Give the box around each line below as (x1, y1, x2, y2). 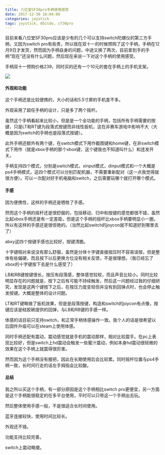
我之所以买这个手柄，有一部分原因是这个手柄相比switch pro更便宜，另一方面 (5, 386, 160, 392)
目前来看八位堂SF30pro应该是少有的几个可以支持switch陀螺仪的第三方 (5, 35, 148, 41)
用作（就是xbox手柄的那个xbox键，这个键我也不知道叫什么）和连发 (13, 147, 150, 152)
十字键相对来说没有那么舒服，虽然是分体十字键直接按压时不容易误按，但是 (5, 249, 156, 255)
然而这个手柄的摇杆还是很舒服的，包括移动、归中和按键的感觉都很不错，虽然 (5, 209, 160, 216)
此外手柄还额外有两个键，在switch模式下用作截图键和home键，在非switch (5, 140, 155, 146)
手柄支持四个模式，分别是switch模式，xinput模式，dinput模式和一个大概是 (5, 163, 156, 169)
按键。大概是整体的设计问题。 (9, 290, 70, 296)
